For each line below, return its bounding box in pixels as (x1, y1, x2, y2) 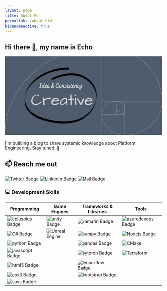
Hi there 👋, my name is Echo (5, 43, 93, 51)
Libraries (88, 208, 107, 214)
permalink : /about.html (5, 18, 55, 23)
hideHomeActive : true (5, 24, 50, 29)
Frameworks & (82, 203, 113, 209)
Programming (10, 206, 40, 212)
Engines (51, 208, 69, 214)
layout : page (5, 8, 32, 13)
